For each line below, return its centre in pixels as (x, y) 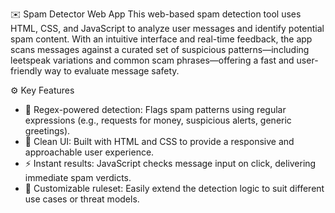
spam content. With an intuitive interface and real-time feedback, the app (161, 39)
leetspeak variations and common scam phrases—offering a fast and (152, 60)
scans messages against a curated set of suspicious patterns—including (160, 49)
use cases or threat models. (82, 199)
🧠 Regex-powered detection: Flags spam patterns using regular (155, 109)
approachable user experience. (89, 152)
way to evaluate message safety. (112, 71)
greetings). (47, 131)
